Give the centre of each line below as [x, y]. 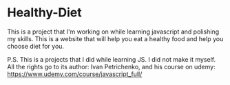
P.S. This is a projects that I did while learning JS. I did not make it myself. [111, 59]
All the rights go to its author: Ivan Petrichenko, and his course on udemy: [111, 66]
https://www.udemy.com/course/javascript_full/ [75, 74]
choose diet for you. [35, 46]
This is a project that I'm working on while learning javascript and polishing [113, 32]
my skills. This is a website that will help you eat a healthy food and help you [115, 38]
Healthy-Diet [44, 13]
